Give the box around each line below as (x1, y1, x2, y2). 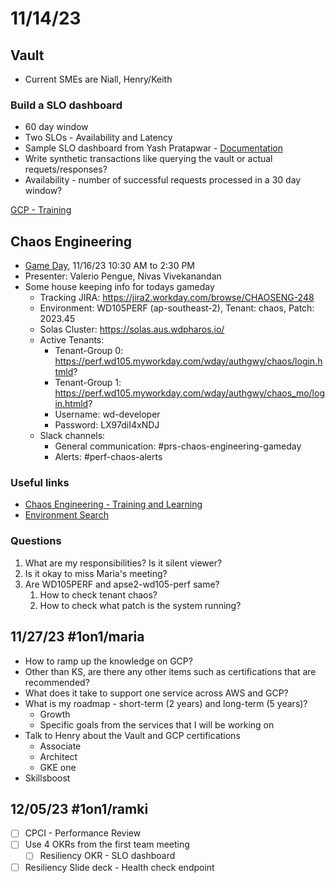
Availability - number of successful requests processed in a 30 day (24, 174, 302, 186)
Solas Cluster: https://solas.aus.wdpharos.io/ (39, 323, 225, 336)
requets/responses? (24, 163, 108, 176)
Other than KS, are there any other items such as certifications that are (24, 665, 317, 677)
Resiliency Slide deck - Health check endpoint (24, 861, 215, 873)
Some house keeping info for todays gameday (24, 281, 215, 293)
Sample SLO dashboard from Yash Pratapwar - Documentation (24, 142, 283, 154)
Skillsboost (24, 772, 71, 784)
